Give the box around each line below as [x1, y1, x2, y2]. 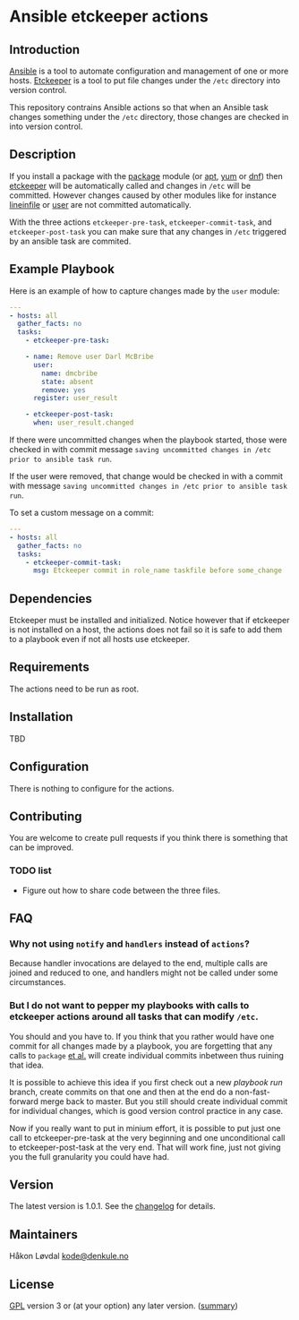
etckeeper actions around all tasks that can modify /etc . [9, 1010, 259, 1023]
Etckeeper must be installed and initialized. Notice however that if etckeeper [9, 615, 290, 626]
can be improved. [9, 842, 74, 853]
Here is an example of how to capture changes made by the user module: [9, 285, 280, 296]
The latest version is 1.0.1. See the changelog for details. [9, 1201, 217, 1212]
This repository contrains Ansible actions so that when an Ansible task [9, 102, 269, 113]
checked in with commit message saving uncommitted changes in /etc [9, 444, 271, 454]
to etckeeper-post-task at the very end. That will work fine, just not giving [9, 1142, 281, 1153]
